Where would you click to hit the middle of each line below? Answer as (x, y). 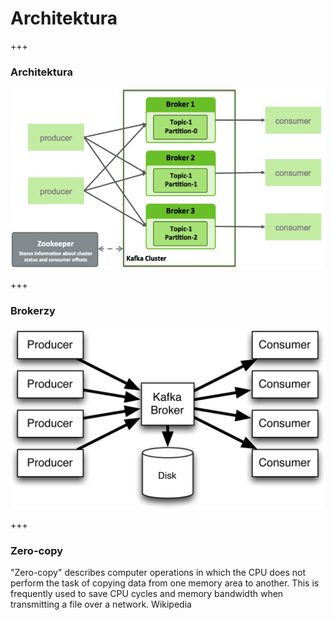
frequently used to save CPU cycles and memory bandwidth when (147, 594)
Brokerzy (33, 311)
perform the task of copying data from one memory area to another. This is (165, 583)
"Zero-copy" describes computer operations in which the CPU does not (158, 573)
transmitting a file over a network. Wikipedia (101, 604)
